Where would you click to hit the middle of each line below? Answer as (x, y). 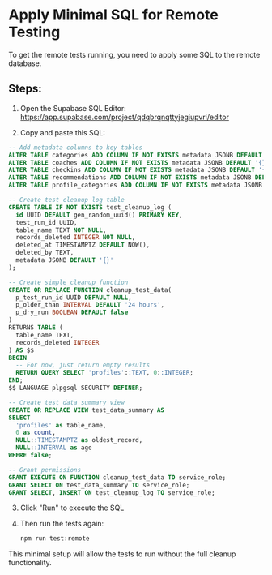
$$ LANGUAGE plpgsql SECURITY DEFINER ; (76, 388)
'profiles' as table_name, (61, 425)
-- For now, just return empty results (83, 365)
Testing (34, 32)
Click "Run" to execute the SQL (72, 508)
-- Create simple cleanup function (68, 282)
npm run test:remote (55, 539)
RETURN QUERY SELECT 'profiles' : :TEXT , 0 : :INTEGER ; (105, 373)
